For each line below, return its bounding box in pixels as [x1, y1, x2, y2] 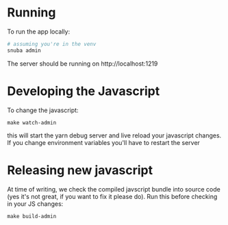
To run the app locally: [7, 27, 71, 36]
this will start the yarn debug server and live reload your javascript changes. [7, 131, 222, 140]
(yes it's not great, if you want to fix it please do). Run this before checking [7, 192, 218, 200]
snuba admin [7, 47, 41, 54]
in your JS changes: [7, 200, 64, 208]
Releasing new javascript [7, 162, 153, 178]
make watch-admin [7, 119, 57, 126]
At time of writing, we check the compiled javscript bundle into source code [7, 185, 220, 193]
